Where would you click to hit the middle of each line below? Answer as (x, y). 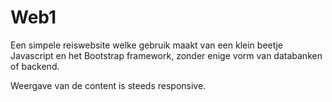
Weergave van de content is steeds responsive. (108, 85)
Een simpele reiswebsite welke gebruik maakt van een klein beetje (146, 45)
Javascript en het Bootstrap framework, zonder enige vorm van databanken (166, 55)
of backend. (35, 66)
